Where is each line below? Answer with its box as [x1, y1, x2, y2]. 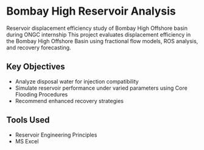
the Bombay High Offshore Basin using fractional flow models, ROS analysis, [6, 37, 199, 45]
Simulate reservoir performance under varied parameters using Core [15, 84, 188, 91]
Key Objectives [6, 62, 65, 72]
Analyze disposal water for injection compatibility [15, 77, 139, 85]
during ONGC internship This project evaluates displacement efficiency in [6, 30, 191, 38]
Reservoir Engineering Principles [15, 131, 97, 138]
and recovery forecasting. [6, 44, 71, 51]
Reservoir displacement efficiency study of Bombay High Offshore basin [6, 24, 188, 32]
